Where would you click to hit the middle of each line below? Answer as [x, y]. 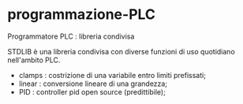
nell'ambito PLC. [34, 60]
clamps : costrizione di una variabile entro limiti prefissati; [112, 75]
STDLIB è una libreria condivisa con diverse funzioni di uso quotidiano [121, 51]
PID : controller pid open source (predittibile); [92, 91]
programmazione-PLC [81, 15]
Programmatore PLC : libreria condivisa [71, 36]
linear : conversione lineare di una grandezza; [93, 84]
